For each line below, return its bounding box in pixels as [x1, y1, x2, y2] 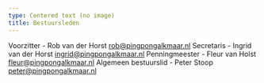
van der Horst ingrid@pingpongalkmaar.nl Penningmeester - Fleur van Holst [8, 49, 256, 58]
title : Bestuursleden [8, 19, 80, 27]
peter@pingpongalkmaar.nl [8, 66, 97, 75]
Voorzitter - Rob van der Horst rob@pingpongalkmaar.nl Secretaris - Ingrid [8, 40, 252, 50]
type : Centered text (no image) [8, 11, 115, 20]
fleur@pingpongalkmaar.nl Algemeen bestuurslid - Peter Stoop [8, 57, 214, 67]
